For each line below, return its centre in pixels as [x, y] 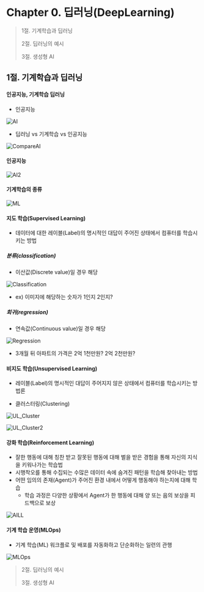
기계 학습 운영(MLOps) [34, 530]
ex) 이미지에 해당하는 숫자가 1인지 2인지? [64, 297]
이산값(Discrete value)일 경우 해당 [56, 272]
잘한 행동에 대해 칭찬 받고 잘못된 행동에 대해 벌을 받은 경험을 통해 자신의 [100, 457]
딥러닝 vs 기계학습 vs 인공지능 [51, 134]
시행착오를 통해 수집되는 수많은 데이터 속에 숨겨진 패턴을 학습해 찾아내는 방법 [107, 472]
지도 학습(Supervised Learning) [46, 218]
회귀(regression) [27, 312]
